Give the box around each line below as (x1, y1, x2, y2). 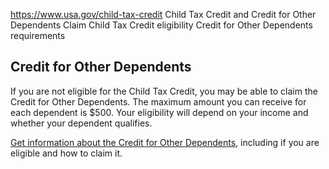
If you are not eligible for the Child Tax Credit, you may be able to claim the (10, 85, 318, 97)
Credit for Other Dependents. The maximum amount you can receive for (10, 95, 307, 108)
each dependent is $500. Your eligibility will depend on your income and (10, 106, 309, 118)
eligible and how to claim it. (10, 147, 123, 159)
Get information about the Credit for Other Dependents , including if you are (10, 136, 320, 148)
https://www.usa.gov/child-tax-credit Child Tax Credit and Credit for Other (10, 9, 317, 20)
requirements (10, 30, 66, 41)
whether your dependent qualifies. (10, 117, 153, 129)
